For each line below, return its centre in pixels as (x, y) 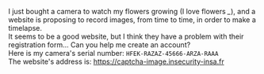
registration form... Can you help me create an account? (99, 45)
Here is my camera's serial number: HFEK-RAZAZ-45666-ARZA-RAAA (113, 53)
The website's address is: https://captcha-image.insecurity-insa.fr (116, 61)
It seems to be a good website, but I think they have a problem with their (126, 36)
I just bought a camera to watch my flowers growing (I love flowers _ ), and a (132, 11)
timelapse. (25, 28)
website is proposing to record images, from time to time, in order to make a (132, 20)
